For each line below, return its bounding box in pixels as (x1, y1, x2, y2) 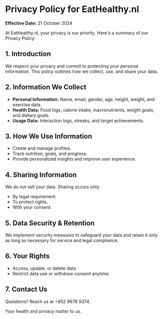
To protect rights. (12, 199, 48, 205)
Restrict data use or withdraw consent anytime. (12, 270, 110, 276)
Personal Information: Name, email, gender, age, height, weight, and (12, 96, 155, 102)
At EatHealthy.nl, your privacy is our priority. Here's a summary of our (5, 30, 148, 36)
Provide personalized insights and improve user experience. (12, 156, 136, 162)
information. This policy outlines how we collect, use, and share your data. (5, 68, 158, 74)
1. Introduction (5, 50, 51, 58)
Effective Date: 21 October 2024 (5, 20, 72, 26)
